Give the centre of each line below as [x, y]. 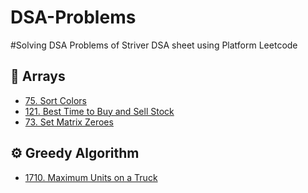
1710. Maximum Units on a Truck [91, 177]
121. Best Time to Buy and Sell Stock [99, 111]
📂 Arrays [38, 76]
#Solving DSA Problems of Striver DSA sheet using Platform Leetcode [154, 45]
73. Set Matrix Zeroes [69, 122]
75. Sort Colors [55, 100]
